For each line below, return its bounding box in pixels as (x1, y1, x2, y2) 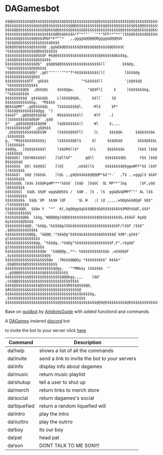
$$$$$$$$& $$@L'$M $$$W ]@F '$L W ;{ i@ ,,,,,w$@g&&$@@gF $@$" (5, 198, 153, 202)
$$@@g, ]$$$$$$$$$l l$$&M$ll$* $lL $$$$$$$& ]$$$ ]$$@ (5, 146, 158, 151)
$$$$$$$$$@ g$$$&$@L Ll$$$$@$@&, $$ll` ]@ (5, 95, 116, 100)
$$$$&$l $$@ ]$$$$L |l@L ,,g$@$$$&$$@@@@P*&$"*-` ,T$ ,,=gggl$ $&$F (5, 172, 158, 177)
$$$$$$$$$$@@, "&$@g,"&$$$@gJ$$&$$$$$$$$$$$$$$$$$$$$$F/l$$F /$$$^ (5, 223, 145, 228)
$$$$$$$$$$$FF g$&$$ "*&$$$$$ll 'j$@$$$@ (5, 78, 142, 83)
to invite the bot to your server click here (5, 327, 86, 333)
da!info (7, 363, 23, 370)
